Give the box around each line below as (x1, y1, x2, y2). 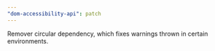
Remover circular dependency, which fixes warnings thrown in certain (7, 29, 208, 38)
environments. (7, 36, 49, 45)
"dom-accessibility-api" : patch (7, 10, 101, 17)
